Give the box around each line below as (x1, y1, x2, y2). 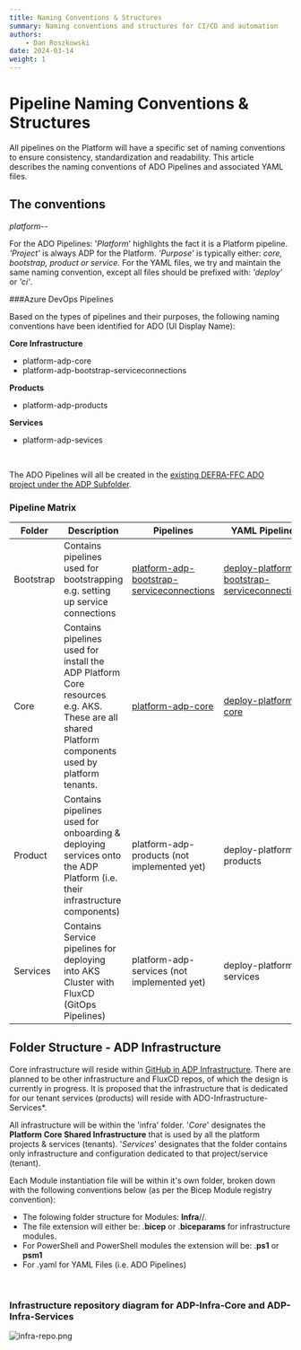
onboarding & (64, 827, 121, 839)
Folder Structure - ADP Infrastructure (9, 1040, 222, 1056)
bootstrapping (64, 574, 124, 586)
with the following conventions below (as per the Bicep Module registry (9, 1184, 272, 1195)
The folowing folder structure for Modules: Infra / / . (21, 1211, 208, 1222)
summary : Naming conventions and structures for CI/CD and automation (9, 22, 279, 31)
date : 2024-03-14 (9, 47, 74, 56)
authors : (9, 30, 42, 39)
